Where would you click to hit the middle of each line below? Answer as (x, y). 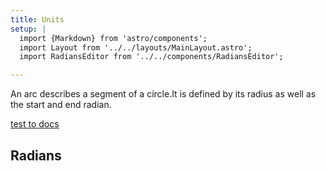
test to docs (35, 124)
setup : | (28, 29)
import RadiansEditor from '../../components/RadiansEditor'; (151, 57)
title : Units (37, 19)
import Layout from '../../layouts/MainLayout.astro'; (136, 47)
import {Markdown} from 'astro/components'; (113, 38)
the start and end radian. (61, 105)
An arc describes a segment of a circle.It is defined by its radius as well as (163, 94)
